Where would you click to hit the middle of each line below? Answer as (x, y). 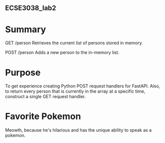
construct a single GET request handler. (45, 97)
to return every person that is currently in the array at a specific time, (75, 91)
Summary (25, 29)
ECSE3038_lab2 (31, 8)
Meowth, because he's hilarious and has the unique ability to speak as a (79, 130)
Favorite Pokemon (43, 117)
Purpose (23, 72)
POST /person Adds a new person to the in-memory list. (62, 53)
